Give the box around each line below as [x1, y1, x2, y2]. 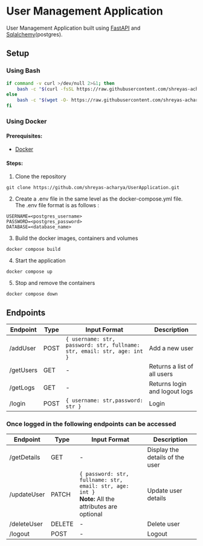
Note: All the [79, 495, 115, 504]
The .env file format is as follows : [14, 202, 100, 209]
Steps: [6, 159, 23, 167]
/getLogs [9, 384, 35, 392]
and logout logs [149, 387, 193, 396]
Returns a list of [149, 362, 193, 371]
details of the [147, 453, 184, 462]
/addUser [9, 344, 36, 353]
